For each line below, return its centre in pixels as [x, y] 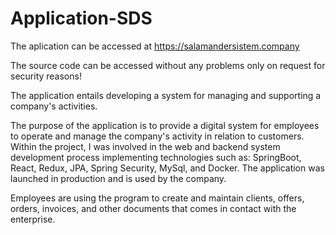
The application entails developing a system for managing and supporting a [166, 95]
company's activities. [54, 106]
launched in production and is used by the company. [118, 178]
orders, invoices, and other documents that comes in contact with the [153, 208]
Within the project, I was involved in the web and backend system [145, 146]
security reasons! [46, 76]
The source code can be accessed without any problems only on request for [168, 65]
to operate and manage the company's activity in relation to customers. [157, 136]
